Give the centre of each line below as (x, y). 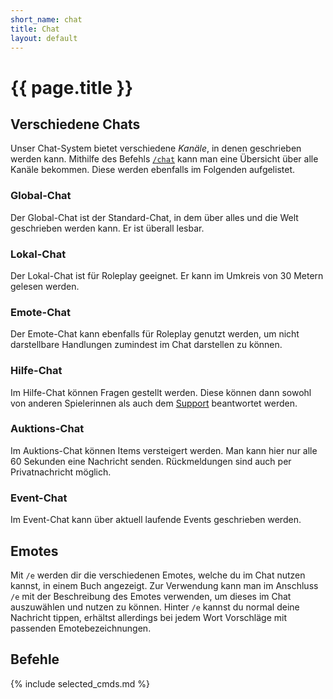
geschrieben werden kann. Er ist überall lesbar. (107, 228)
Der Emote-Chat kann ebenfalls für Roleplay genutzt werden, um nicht (155, 334)
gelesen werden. (45, 286)
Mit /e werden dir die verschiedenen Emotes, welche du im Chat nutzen (158, 575)
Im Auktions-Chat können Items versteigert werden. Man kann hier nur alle (164, 450)
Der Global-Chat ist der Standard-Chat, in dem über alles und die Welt (154, 217)
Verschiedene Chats (75, 124)
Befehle (35, 659)
